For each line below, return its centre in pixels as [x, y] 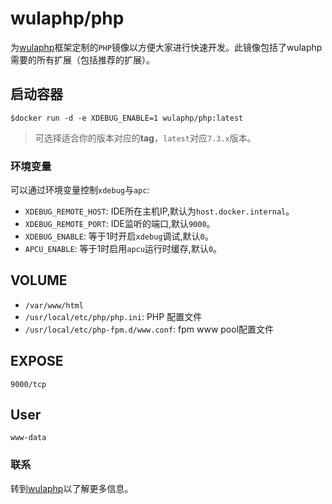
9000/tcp [28, 384]
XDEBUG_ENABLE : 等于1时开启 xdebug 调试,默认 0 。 [119, 236]
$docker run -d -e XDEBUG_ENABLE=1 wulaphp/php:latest [127, 118]
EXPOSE [37, 361]
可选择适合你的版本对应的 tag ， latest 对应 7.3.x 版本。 [145, 138]
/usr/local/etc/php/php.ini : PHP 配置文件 [113, 316]
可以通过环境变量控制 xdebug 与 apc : [80, 190]
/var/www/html [54, 305]
